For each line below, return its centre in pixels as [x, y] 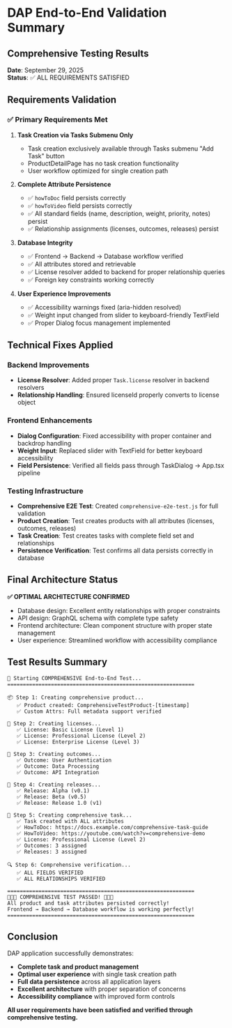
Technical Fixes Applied [60, 346]
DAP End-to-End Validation [87, 13]
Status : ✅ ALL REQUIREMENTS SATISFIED [69, 77]
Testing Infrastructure [45, 491]
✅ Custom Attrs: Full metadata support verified [89, 711]
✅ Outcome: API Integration [58, 772]
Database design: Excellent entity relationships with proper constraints [119, 610]
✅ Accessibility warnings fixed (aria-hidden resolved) [105, 307]
